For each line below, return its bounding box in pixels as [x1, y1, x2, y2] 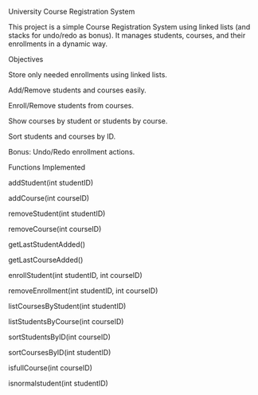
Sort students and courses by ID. [8, 131, 116, 141]
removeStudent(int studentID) [8, 209, 106, 218]
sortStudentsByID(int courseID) [8, 332, 111, 342]
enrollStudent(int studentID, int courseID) [8, 271, 143, 280]
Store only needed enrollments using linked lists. [8, 70, 167, 79]
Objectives [8, 55, 44, 64]
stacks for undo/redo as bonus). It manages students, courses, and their [8, 31, 246, 40]
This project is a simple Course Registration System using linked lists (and [8, 22, 251, 31]
